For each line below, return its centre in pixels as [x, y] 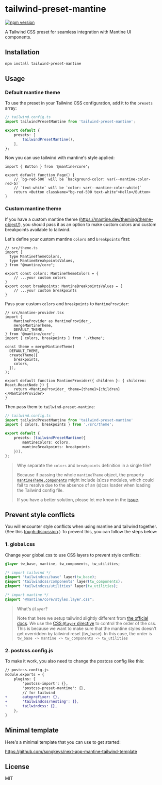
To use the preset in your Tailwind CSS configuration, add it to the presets [79, 103]
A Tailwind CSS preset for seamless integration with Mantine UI [68, 32]
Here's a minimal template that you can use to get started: [63, 742]
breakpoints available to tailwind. [38, 229]
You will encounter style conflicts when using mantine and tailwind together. [81, 526]
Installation [22, 52]
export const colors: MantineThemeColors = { [52, 273]
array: [11, 108]
